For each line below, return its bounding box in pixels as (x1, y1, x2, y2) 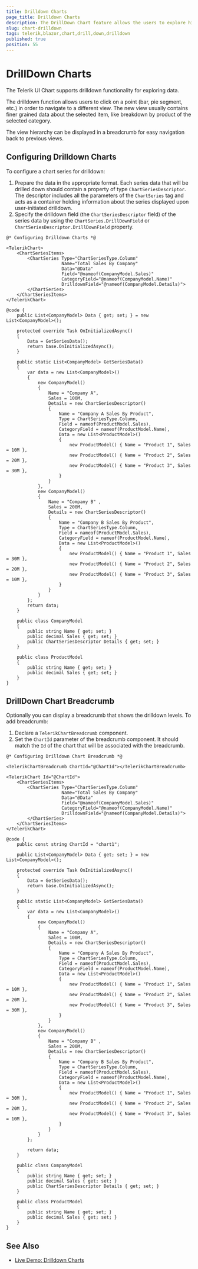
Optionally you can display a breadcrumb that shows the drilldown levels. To (6, 711, 192, 719)
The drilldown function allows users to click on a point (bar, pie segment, (6, 98, 183, 105)
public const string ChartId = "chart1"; (16, 842, 120, 848)
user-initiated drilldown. (14, 204, 72, 211)
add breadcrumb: (6, 718, 48, 725)
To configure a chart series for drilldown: (6, 168, 105, 175)
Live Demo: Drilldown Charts (14, 1257, 84, 1264)
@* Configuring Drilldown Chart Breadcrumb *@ (6, 753, 123, 759)
